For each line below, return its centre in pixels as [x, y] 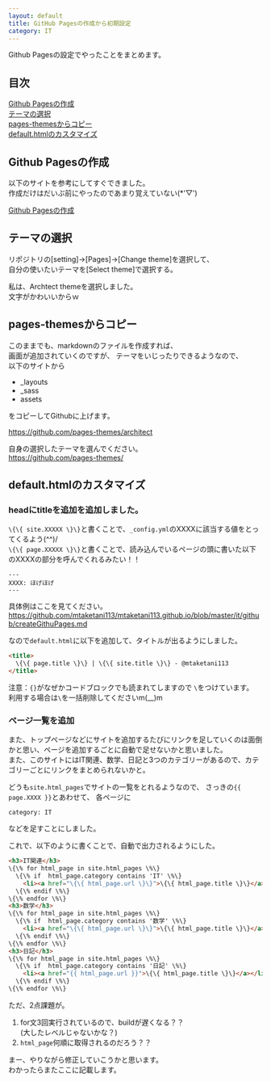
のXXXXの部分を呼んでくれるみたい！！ [75, 559]
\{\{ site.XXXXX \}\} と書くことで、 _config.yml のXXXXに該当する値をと [130, 529]
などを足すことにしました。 [54, 828]
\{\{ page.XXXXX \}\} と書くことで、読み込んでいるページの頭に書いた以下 [132, 549]
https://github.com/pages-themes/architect [81, 432]
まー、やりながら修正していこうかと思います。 [86, 1059]
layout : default [35, 16]
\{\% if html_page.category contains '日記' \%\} [101, 966]
